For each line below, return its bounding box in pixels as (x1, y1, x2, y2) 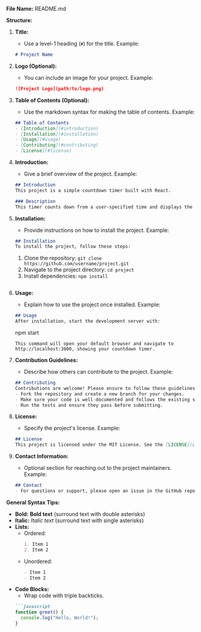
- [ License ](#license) (14, 148, 72, 154)
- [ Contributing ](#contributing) (14, 142, 99, 148)
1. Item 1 (23, 541, 49, 547)
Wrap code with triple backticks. (23, 592, 104, 600)
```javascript (14, 604, 50, 610)
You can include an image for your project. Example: (23, 74, 154, 81)
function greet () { (14, 609, 64, 615)
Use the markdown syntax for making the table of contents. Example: (23, 108, 195, 115)
